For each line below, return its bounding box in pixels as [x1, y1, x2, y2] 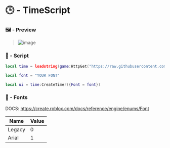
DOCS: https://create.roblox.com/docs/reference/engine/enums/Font [5, 105, 149, 112]
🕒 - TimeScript [5, 5, 71, 16]
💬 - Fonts [5, 94, 28, 101]
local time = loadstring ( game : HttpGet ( [5, 64, 90, 69]
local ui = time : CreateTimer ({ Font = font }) [5, 82, 101, 87]
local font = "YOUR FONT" [5, 73, 60, 78]
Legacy [8, 126, 25, 133]
